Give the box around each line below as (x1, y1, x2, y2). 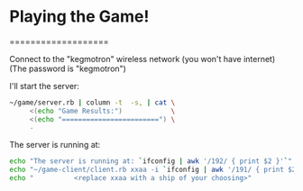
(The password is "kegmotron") (9, 63, 126, 74)
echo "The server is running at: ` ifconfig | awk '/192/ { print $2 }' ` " (9, 157, 293, 166)
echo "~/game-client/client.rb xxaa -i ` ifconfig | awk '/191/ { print (9, 165, 284, 175)
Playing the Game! (9, 6, 150, 27)
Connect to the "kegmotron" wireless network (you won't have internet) (9, 53, 276, 64)
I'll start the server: (9, 80, 79, 91)
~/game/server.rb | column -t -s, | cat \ (9, 97, 176, 107)
